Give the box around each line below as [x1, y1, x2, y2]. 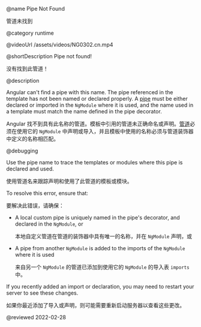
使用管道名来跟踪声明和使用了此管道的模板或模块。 [6, 178, 133, 185]
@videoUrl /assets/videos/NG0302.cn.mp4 [6, 41, 113, 48]
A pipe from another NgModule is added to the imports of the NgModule [14, 245, 185, 251]
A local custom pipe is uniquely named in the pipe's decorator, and [14, 214, 180, 221]
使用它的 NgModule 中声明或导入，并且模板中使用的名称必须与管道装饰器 [16, 128, 194, 134]
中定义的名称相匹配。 [6, 135, 59, 142]
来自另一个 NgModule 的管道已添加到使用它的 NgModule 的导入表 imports [14, 263, 190, 271]
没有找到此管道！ [6, 65, 49, 72]
